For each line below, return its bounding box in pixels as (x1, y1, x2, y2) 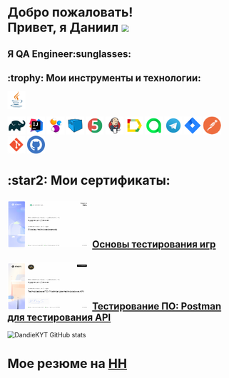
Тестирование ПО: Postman (91, 300, 222, 312)
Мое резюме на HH (7, 355, 127, 372)
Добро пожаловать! (7, 4, 133, 21)
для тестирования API (7, 312, 111, 324)
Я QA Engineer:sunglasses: (7, 48, 132, 60)
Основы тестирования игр (91, 238, 216, 250)
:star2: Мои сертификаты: (7, 172, 171, 188)
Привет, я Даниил (7, 19, 119, 36)
